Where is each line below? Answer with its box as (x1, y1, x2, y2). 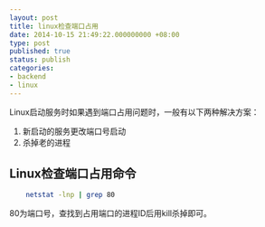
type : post (9, 38, 51, 48)
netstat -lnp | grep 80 (25, 191, 116, 200)
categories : (9, 64, 54, 73)
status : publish (9, 55, 71, 64)
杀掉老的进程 (22, 137, 71, 147)
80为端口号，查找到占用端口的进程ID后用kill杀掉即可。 (9, 208, 213, 219)
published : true (9, 47, 71, 56)
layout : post (9, 13, 59, 23)
